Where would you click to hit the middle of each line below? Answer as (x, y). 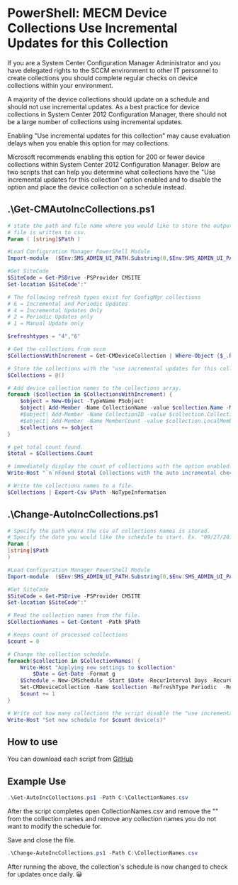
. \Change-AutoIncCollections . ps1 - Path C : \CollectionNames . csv (103, 853)
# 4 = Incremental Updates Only (55, 310)
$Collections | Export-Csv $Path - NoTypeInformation (87, 492)
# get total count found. (45, 447)
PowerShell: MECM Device (87, 13)
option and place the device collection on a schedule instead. (97, 187)
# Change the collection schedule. (60, 654)
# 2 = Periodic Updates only (50, 317)
